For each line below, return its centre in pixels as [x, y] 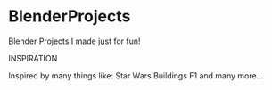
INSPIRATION [33, 58]
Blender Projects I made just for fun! [74, 41]
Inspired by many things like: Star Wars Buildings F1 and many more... [136, 75]
